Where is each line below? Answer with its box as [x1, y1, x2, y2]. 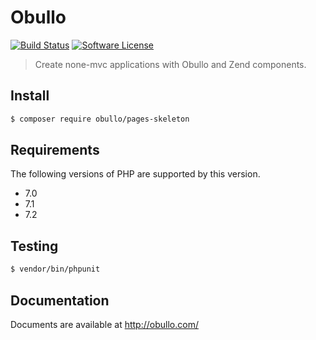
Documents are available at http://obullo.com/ [10, 318, 199, 330]
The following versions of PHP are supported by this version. [10, 168, 261, 180]
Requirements [10, 142, 100, 159]
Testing [10, 237, 59, 255]
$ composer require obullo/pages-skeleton [10, 114, 190, 124]
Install [10, 87, 50, 105]
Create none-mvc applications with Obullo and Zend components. [34, 58, 307, 70]
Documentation [10, 292, 110, 309]
